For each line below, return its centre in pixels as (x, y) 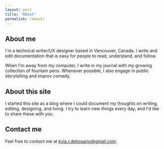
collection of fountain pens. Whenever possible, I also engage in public (77, 71)
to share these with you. (30, 114)
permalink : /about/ (25, 19)
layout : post (18, 10)
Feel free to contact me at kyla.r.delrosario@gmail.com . (61, 141)
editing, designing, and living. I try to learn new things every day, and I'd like (82, 109)
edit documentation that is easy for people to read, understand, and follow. (81, 56)
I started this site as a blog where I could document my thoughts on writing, (82, 103)
